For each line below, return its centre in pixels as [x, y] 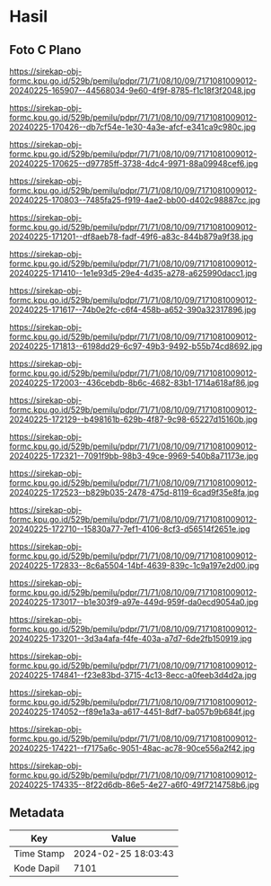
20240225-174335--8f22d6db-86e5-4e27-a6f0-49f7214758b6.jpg [135, 785]
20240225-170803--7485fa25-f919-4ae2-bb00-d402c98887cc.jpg [135, 200]
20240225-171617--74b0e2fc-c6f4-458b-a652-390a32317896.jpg [133, 309]
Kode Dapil [37, 868]
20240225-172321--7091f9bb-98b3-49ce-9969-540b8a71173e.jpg [134, 456]
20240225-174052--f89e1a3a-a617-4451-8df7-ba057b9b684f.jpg [132, 711]
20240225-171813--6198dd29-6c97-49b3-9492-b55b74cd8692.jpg [136, 346]
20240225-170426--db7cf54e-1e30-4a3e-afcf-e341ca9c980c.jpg [132, 127]
